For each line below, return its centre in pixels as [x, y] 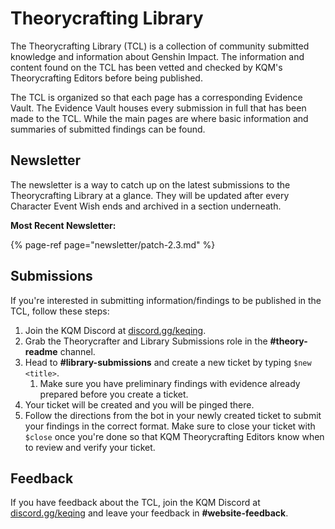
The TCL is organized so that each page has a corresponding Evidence [156, 97]
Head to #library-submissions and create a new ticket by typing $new [168, 362]
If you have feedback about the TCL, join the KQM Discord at [135, 503]
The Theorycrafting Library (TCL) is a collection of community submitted [160, 46]
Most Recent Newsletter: [63, 225]
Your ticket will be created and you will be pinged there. [139, 404]
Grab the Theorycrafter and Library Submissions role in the [146, 341]
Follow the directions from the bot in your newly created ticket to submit [173, 415]
